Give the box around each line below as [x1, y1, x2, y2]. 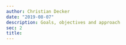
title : [6, 30, 22, 36]
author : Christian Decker [6, 8, 70, 15]
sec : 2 [6, 25, 22, 31]
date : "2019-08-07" [6, 14, 54, 20]
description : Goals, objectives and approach [6, 19, 120, 25]
